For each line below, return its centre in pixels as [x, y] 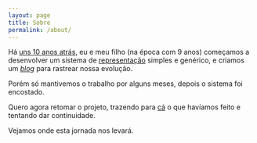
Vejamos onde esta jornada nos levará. [71, 130]
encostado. [26, 92]
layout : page [29, 15]
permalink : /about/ [40, 30]
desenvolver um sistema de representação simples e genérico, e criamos [127, 60]
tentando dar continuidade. [52, 116]
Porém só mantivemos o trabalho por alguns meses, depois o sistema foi [125, 84]
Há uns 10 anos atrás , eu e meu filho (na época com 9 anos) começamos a [129, 52]
